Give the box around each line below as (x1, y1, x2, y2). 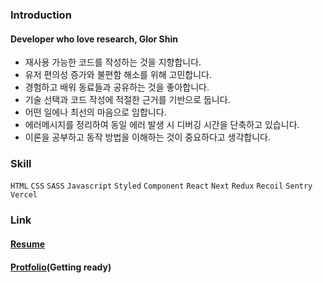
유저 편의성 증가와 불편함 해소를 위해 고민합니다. (24, 69, 212, 81)
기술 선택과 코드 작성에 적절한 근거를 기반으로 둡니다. (24, 94, 231, 106)
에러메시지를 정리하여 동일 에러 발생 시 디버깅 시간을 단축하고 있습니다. (24, 119, 300, 131)
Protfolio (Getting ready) (10, 261, 112, 273)
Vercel (10, 190, 38, 200)
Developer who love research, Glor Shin (10, 33, 178, 45)
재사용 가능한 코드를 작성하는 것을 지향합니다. (24, 56, 202, 68)
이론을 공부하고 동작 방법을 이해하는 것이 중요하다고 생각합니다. (24, 131, 272, 143)
